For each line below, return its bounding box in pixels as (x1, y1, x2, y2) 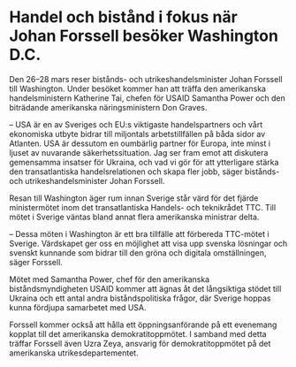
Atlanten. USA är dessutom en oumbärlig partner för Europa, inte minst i (9, 138, 271, 149)
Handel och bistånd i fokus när (9, 7, 239, 27)
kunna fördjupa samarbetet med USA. (9, 302, 148, 312)
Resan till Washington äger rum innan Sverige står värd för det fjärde (9, 193, 259, 203)
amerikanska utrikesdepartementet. (9, 348, 139, 358)
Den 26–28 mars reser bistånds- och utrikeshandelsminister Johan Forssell (9, 73, 283, 84)
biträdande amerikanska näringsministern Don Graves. (9, 102, 208, 112)
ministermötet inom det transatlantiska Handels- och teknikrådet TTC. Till (9, 202, 277, 212)
